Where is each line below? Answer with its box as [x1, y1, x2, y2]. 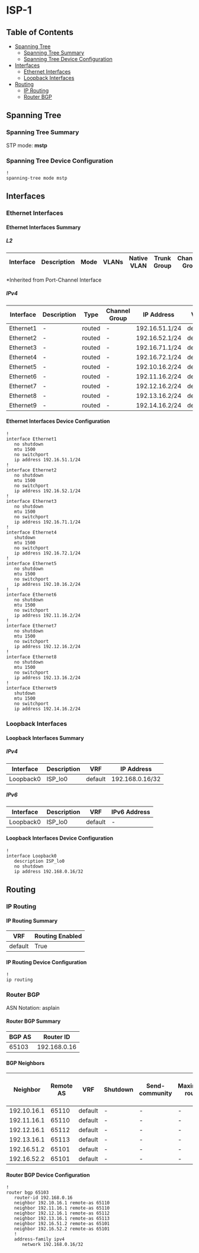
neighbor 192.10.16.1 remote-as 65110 [14, 1200, 110, 1206]
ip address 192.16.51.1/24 [14, 457, 81, 463]
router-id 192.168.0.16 [14, 1195, 73, 1201]
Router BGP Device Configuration [6, 1171, 90, 1178]
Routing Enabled [34, 932, 82, 940]
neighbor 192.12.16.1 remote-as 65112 [14, 1210, 110, 1216]
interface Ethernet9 [6, 686, 57, 691]
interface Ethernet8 [6, 654, 57, 660]
